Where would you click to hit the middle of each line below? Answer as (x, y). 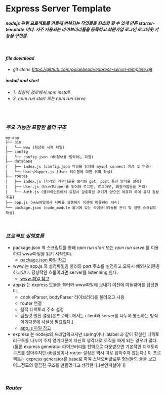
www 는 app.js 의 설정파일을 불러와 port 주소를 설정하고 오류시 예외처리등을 (86, 266)
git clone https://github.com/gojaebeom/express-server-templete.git (83, 69)
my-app (12, 138)
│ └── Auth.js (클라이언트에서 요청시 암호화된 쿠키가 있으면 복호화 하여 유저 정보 (83, 192)
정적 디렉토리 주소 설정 (42, 309)
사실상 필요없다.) (57, 322)
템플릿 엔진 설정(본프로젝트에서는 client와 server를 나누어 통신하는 (84, 316)
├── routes (17, 176)
